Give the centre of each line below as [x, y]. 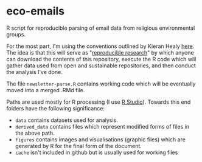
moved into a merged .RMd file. [46, 90]
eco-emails [36, 11]
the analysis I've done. [34, 72]
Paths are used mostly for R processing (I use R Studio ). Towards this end [99, 102]
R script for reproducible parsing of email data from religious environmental [101, 28]
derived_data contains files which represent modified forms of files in [102, 126]
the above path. [35, 133]
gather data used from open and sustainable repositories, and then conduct [101, 66]
